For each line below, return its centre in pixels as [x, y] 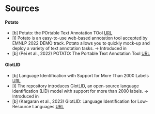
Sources [22, 8]
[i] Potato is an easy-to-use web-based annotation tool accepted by [80, 38]
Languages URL [48, 106]
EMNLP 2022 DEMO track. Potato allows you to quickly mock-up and [81, 43]
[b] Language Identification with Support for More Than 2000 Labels [80, 75]
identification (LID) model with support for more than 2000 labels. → [80, 91]
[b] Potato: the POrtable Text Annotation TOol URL [62, 33]
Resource [22, 106]
